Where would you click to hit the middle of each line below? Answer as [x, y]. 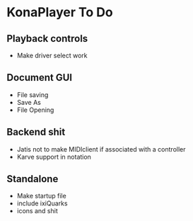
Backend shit [36, 132]
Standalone [33, 179]
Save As [29, 102]
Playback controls [47, 39]
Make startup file [41, 196]
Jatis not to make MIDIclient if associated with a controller [101, 149]
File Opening [35, 110]
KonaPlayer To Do [60, 12]
